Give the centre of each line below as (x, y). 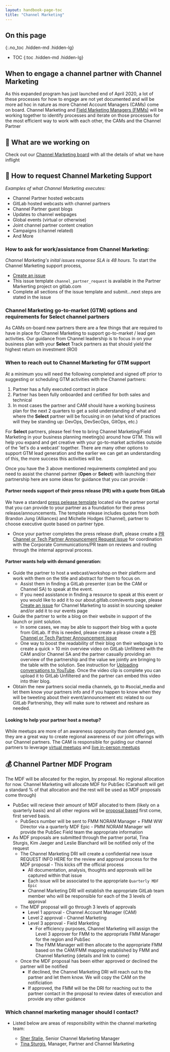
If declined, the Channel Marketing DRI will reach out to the (89, 972)
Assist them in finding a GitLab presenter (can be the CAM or (84, 584)
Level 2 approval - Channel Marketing (67, 918)
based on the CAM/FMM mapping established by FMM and (97, 950)
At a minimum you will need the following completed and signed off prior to (84, 374)
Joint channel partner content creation (53, 225)
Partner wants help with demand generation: (53, 561)
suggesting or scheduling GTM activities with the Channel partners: (76, 379)
